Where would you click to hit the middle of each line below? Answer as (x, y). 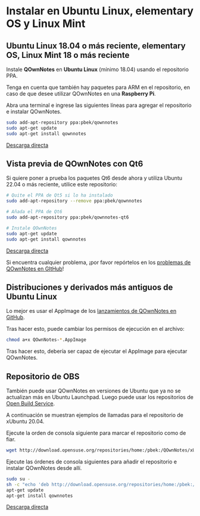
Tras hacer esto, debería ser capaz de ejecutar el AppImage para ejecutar (97, 351)
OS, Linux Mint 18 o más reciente (68, 55)
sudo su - (18, 479)
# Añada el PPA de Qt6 (34, 212)
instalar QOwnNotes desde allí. (44, 468)
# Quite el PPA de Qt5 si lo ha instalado (60, 195)
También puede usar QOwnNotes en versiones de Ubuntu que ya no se (93, 391)
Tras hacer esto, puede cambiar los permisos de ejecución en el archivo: (95, 329)
